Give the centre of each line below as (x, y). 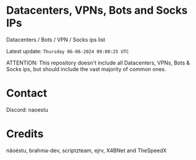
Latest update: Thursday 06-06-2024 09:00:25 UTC (68, 51)
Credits (25, 134)
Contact (27, 93)
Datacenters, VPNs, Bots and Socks (97, 10)
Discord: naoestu (27, 110)
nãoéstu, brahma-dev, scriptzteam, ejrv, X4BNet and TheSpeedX (86, 150)
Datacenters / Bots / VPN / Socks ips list (56, 39)
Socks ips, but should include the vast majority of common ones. (86, 69)
